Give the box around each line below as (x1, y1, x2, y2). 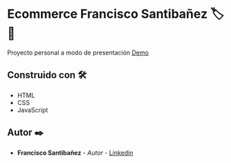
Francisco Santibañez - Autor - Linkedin (17, 148, 133, 157)
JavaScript (17, 106, 48, 114)
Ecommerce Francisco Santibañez (7, 6, 208, 22)
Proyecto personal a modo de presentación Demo (7, 48, 149, 57)
